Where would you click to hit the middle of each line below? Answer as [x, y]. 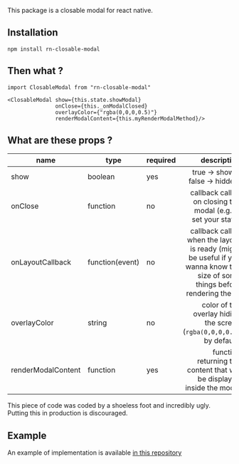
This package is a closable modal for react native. [80, 10]
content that [207, 370]
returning [212, 361]
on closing [211, 202]
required [161, 160]
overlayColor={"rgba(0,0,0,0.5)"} [106, 112]
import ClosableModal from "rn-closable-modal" [79, 87]
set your [205, 220]
